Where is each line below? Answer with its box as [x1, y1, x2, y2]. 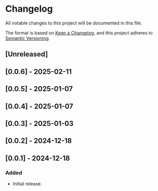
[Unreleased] [5, 50, 48, 59]
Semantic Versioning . [5, 35, 50, 41]
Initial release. [12, 180, 42, 186]
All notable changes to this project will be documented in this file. [5, 20, 143, 26]
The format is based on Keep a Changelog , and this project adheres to [5, 30, 153, 36]
